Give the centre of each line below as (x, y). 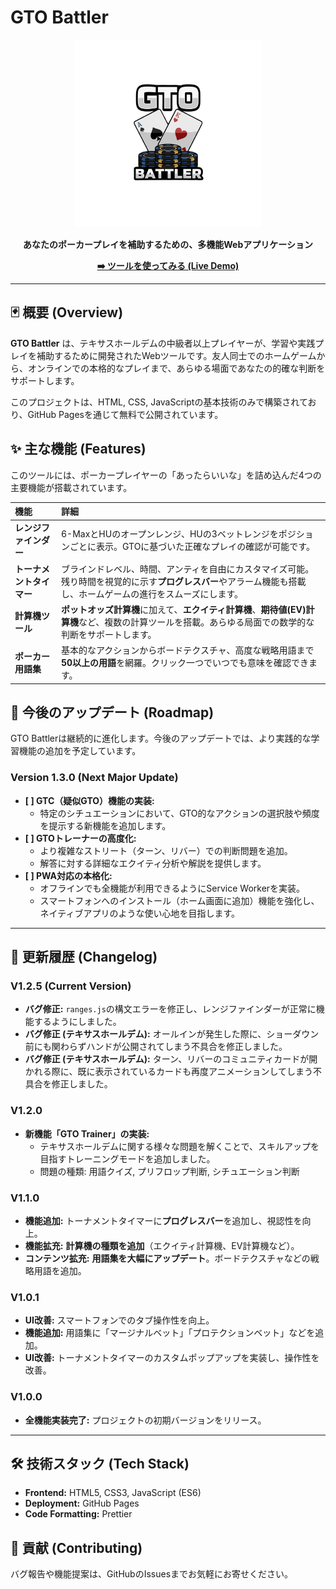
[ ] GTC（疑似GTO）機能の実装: (89, 800)
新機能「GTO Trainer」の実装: (87, 1133)
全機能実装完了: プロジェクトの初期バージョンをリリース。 (145, 1420)
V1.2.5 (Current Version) (71, 986)
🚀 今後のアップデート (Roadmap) (112, 712)
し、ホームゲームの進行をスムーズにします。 (152, 593)
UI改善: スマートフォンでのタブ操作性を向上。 (119, 1320)
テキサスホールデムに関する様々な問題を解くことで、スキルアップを (179, 1146)
